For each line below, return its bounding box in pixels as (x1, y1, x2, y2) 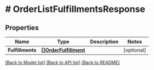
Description (89, 38, 118, 45)
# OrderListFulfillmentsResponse (5, 3, 145, 15)
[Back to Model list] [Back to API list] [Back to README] (5, 59, 120, 65)
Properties (5, 23, 39, 32)
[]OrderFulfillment (41, 46, 85, 53)
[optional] (123, 46, 146, 53)
